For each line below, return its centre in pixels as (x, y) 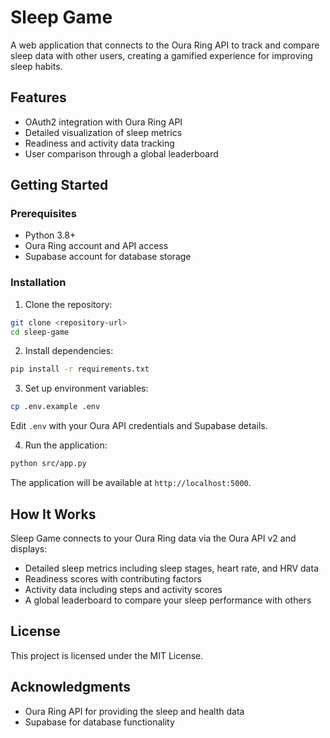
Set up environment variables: (86, 388)
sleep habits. (36, 66)
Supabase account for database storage (108, 257)
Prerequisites (43, 214)
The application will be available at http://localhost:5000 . (131, 483)
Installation (38, 283)
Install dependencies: (69, 351)
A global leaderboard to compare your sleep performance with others (168, 600)
